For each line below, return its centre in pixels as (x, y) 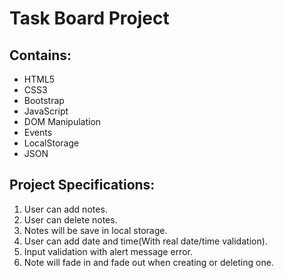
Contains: (40, 55)
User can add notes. (65, 209)
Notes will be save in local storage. (95, 230)
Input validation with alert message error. (108, 251)
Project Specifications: (82, 185)
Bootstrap (44, 100)
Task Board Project (89, 18)
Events (38, 132)
